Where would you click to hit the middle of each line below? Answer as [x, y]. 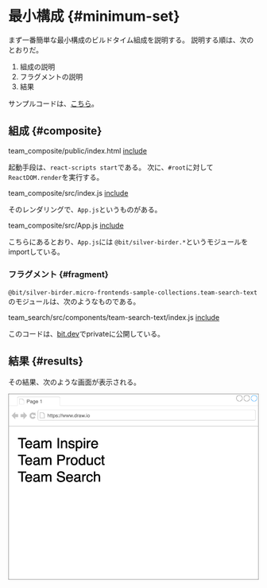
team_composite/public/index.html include [77, 150]
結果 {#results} [46, 362]
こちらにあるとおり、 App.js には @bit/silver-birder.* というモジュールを [128, 241]
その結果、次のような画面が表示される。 [74, 382]
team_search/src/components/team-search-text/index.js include [114, 317]
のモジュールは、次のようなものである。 [74, 302]
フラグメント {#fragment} [58, 274]
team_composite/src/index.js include [68, 193]
